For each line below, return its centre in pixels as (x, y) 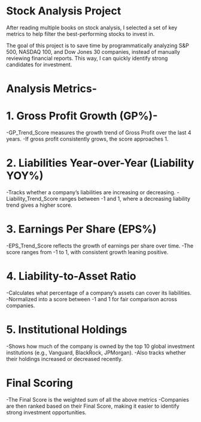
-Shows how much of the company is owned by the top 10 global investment (100, 346)
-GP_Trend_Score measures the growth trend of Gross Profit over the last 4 (99, 133)
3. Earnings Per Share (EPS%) (81, 229)
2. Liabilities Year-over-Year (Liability (100, 163)
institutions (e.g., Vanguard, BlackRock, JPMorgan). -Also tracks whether (96, 352)
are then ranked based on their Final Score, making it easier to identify (93, 406)
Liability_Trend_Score (32, 199)
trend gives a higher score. (39, 205)
